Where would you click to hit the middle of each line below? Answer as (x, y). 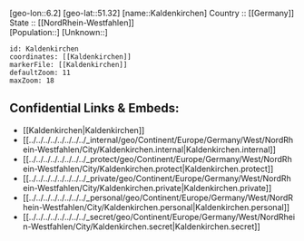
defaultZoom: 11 (40, 72)
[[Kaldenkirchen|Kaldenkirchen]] (83, 130)
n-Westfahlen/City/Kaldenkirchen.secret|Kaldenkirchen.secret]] (141, 227)
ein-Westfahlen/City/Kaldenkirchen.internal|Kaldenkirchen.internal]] (149, 149)
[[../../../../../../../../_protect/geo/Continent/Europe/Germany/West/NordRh (157, 159)
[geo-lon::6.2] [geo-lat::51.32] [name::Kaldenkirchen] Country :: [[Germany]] (152, 13)
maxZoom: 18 (32, 81)
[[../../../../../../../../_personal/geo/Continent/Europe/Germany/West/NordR (157, 198)
